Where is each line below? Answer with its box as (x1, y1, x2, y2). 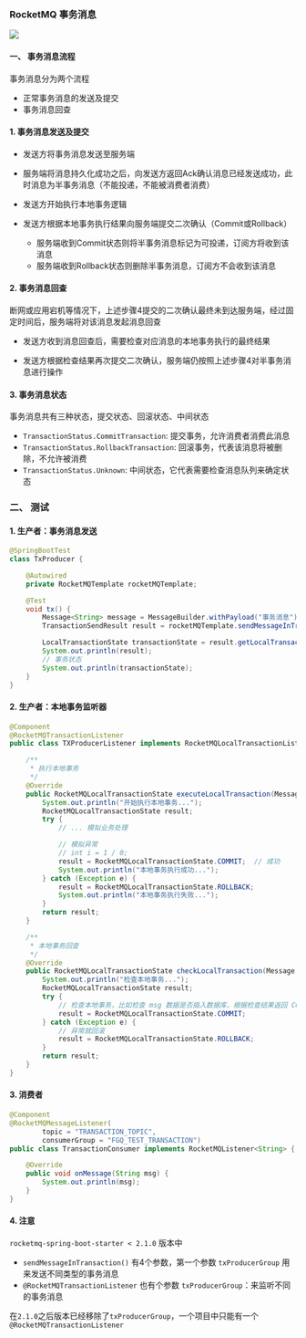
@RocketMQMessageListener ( (9, 1118, 112, 1128)
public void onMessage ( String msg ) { (25, 1169, 169, 1178)
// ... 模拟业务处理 (57, 823, 128, 832)
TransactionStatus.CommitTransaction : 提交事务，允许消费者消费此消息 (22, 431, 291, 442)
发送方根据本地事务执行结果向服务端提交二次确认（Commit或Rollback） (22, 217, 292, 229)
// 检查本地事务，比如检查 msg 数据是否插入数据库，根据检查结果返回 (57, 1000, 289, 1009)
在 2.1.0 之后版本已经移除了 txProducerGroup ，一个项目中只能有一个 (9, 1310, 260, 1321)
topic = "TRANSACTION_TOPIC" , (42, 1127, 157, 1136)
